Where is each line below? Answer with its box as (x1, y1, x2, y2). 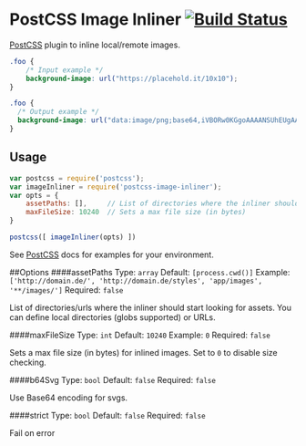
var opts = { (9, 191, 59, 200)
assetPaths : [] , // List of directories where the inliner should (25, 199, 300, 209)
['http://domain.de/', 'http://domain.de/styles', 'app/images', (9, 276, 262, 285)
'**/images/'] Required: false (9, 284, 124, 296)
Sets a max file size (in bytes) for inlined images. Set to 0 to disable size (9, 347, 278, 358)
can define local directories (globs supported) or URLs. (9, 311, 216, 323)
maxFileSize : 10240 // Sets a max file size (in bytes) (25, 208, 247, 217)
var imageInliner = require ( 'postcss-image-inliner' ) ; (9, 182, 222, 192)
